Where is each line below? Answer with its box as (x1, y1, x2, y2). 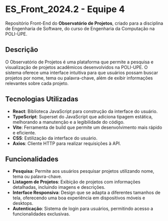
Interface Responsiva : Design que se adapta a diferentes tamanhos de (12, 190, 160, 196)
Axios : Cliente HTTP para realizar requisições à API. (12, 140, 121, 146)
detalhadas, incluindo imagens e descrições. (12, 184, 106, 190)
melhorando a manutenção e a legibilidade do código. (12, 119, 125, 125)
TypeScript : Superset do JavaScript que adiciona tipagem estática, (12, 113, 153, 119)
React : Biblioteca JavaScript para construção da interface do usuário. (12, 108, 158, 114)
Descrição (5, 45, 38, 54)
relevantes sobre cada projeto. (5, 80, 69, 86)
